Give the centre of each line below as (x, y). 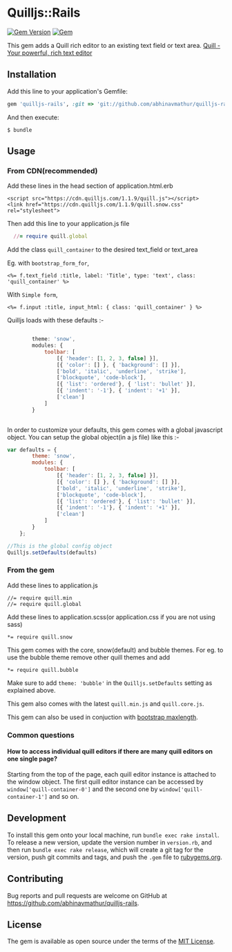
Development (37, 819)
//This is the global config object (60, 546)
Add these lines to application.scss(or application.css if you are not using (111, 617)
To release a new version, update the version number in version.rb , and (110, 842)
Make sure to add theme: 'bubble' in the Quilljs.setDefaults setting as (110, 683)
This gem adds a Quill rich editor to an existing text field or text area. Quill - (114, 45)
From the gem (31, 570)
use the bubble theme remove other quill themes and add (89, 657)
